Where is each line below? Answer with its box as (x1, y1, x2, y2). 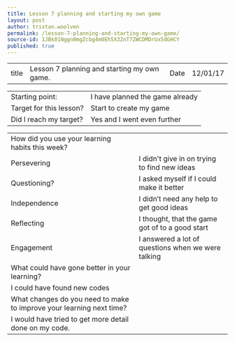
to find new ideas (138, 163, 196, 172)
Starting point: (10, 92, 57, 101)
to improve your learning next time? (10, 303, 127, 313)
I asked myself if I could (138, 174, 217, 184)
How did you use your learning (10, 134, 112, 143)
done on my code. (10, 323, 71, 332)
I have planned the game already (90, 92, 198, 101)
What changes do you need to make (10, 295, 129, 304)
